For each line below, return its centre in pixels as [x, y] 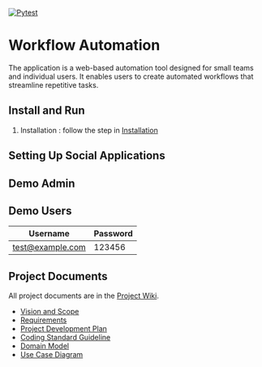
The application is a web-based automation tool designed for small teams [131, 67]
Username [49, 234]
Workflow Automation [84, 45]
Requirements [43, 320]
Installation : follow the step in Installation [89, 130]
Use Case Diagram [52, 355]
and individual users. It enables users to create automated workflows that [131, 76]
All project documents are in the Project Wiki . [84, 296]
